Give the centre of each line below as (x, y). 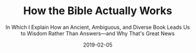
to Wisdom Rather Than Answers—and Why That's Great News (98, 33)
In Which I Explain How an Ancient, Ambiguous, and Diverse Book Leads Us (98, 27)
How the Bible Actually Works (98, 11)
